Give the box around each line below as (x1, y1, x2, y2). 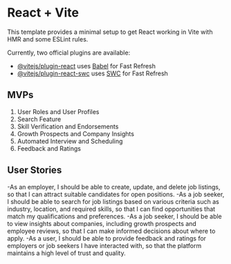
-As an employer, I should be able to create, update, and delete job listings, (7, 182, 221, 191)
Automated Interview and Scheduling (17, 137, 123, 145)
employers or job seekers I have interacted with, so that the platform (7, 241, 202, 249)
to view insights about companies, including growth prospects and (7, 219, 197, 227)
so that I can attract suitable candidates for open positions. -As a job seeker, (7, 190, 225, 198)
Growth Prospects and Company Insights (17, 129, 135, 138)
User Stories (7, 164, 62, 176)
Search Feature (17, 115, 62, 123)
